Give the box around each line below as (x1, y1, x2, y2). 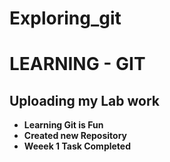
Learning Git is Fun (23, 119, 104, 131)
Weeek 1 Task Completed (23, 140, 131, 152)
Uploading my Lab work (9, 92, 161, 109)
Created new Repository (23, 130, 128, 142)
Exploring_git (9, 7, 122, 30)
